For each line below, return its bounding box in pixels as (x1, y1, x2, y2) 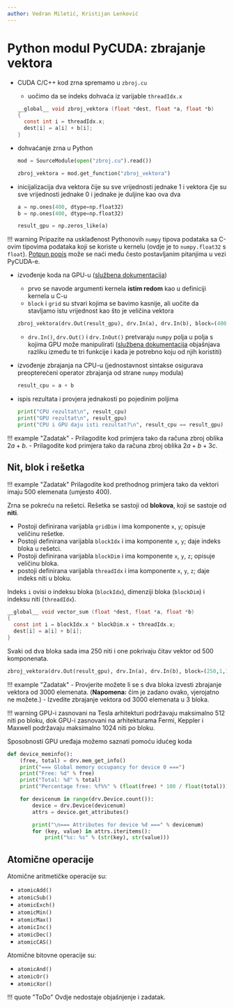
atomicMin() (17, 909, 52, 917)
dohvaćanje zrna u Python (17, 144, 93, 152)
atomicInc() (17, 924, 52, 931)
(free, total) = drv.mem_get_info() (19, 757, 127, 764)
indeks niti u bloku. (17, 574, 72, 582)
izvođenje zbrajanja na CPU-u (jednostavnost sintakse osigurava (17, 361, 203, 370)
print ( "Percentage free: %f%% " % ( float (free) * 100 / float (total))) (19, 783, 229, 790)
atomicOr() (17, 973, 49, 981)
